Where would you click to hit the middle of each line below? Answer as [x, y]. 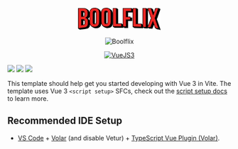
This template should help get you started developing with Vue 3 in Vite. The [119, 83]
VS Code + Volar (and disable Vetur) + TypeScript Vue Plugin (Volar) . [119, 138]
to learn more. [28, 99]
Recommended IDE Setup [65, 121]
